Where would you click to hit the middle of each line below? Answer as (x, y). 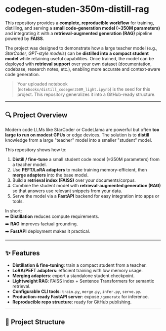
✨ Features (22, 253)
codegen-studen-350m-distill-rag (77, 9)
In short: (14, 210)
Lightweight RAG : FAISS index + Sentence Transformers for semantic (83, 281)
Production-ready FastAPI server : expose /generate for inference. (81, 296)
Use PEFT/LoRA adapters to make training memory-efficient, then (80, 169)
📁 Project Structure (35, 322)
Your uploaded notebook (42, 84)
